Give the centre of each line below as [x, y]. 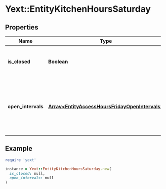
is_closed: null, [27, 173]
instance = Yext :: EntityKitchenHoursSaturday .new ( [58, 169]
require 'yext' [21, 160]
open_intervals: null [32, 178]
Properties [22, 27]
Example [19, 149]
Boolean [58, 62]
